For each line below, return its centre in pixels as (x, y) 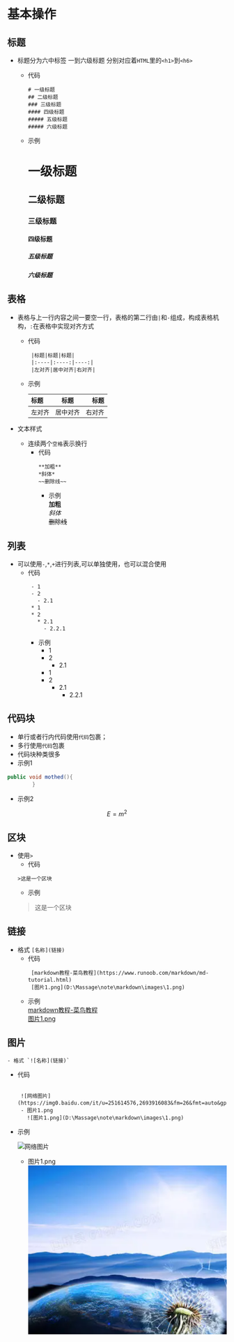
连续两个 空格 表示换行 (57, 443)
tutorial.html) (49, 980)
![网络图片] (36, 1096)
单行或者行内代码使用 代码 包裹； (62, 737)
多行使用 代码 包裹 (41, 745)
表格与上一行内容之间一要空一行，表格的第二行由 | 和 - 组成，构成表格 (115, 317)
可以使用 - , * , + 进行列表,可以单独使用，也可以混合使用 (92, 563)
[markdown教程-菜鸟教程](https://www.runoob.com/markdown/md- (120, 973)
